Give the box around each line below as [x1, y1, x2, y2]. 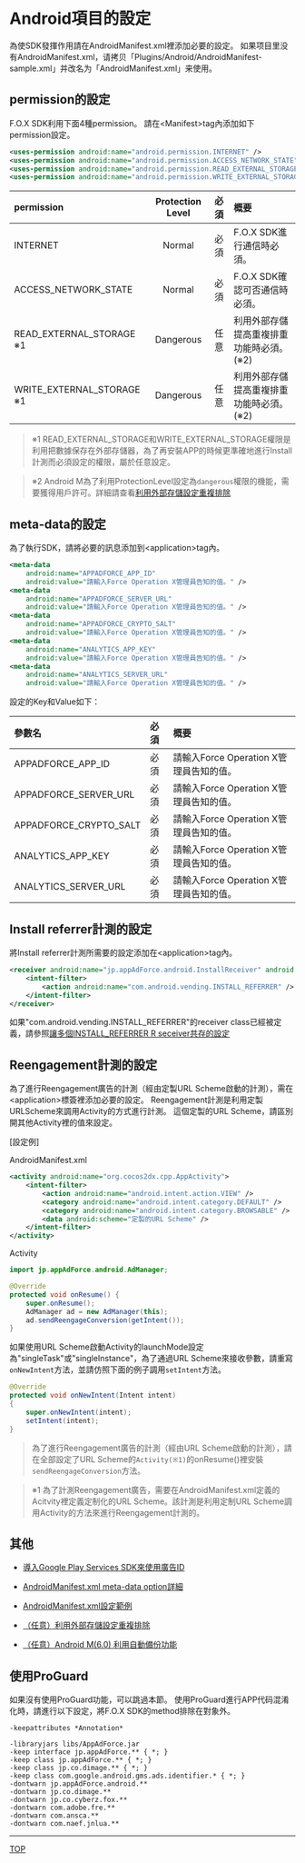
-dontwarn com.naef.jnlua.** [9, 1819, 120, 1828]
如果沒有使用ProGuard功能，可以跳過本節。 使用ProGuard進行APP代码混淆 [9, 1694, 290, 1705]
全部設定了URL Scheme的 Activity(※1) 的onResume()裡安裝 [39, 1453, 264, 1464]
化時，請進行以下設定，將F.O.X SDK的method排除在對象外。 [9, 1706, 236, 1717]
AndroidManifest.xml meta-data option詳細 [22, 1581, 183, 1592]
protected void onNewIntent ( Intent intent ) [9, 1391, 177, 1400]
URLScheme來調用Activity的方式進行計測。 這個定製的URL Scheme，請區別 [9, 1106, 293, 1117]
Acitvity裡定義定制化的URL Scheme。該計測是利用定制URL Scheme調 [31, 1496, 292, 1507]
